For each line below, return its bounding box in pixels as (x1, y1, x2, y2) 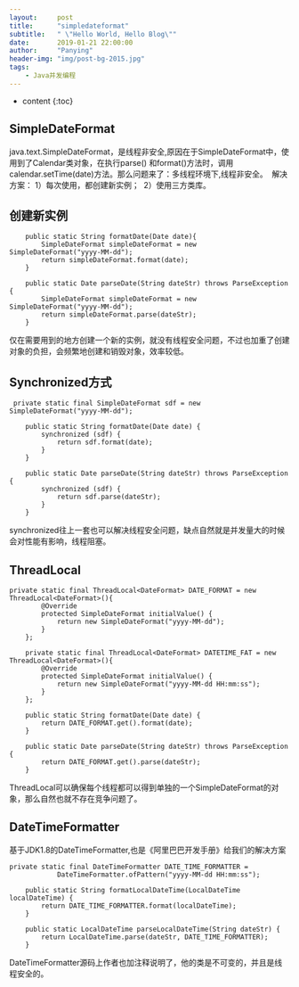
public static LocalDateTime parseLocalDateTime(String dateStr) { (25, 925, 280, 934)
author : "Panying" (9, 46, 93, 55)
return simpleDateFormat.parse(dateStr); (41, 310, 198, 319)
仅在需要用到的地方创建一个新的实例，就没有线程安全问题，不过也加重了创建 (9, 335, 290, 346)
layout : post (9, 12, 74, 22)
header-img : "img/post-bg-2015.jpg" (9, 54, 145, 63)
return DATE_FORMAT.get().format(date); (41, 719, 193, 728)
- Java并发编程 (25, 71, 77, 80)
